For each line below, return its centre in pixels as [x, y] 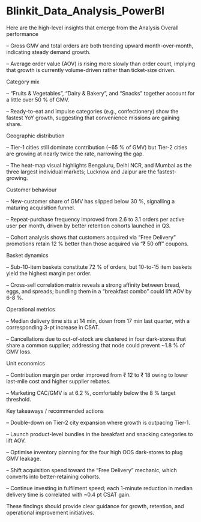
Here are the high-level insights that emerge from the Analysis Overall [92, 28]
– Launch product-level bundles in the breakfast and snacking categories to [100, 434]
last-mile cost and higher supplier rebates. [58, 381]
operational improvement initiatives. [50, 512]
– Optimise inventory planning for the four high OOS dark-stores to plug [94, 452]
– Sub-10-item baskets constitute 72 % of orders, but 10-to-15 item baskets [99, 267]
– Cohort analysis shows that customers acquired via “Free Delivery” [91, 237]
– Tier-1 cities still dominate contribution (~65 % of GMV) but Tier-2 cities [97, 147]
